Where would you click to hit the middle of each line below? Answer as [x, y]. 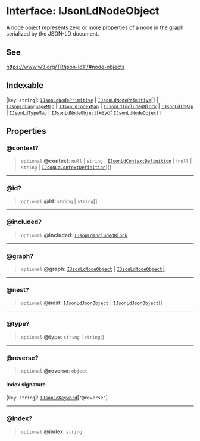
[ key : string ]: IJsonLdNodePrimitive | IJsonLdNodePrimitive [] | [82, 100]
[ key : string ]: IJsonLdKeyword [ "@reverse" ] [57, 398]
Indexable [25, 85]
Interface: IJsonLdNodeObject [83, 11]
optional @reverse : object [54, 371]
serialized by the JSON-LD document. [53, 33]
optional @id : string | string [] [59, 201]
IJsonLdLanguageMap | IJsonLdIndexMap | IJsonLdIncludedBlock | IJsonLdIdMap [100, 106]
